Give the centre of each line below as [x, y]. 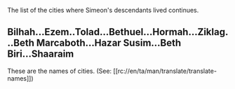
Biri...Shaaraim [41, 54]
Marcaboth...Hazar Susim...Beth [109, 43]
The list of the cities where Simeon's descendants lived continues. [103, 10]
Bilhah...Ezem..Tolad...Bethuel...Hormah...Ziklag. [118, 32]
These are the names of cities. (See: [60, 71]
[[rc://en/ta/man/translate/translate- [165, 71]
